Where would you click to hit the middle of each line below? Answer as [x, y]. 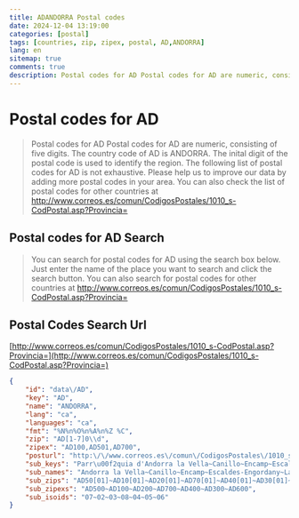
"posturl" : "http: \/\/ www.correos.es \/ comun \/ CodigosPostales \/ [147, 456]
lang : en [25, 51]
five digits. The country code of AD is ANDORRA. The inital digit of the [159, 153]
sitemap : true [36, 59]
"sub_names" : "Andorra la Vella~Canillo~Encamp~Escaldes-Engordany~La [159, 472]
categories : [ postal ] [49, 34]
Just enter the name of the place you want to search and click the [152, 268]
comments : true [37, 68]
